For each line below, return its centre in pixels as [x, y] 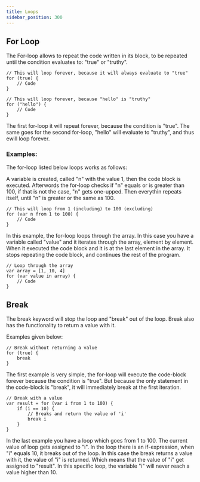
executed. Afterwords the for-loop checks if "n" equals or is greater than [96, 185]
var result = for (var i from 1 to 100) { [60, 404]
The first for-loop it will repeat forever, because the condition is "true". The [98, 126]
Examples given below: [35, 337]
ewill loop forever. [28, 139]
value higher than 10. [32, 472]
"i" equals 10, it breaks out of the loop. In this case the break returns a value [99, 453]
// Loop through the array [40, 265]
